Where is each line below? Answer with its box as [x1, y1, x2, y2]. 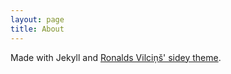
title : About [10, 24, 65, 34]
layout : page [10, 14, 65, 25]
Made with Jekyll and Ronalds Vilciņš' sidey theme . [10, 51, 222, 63]
